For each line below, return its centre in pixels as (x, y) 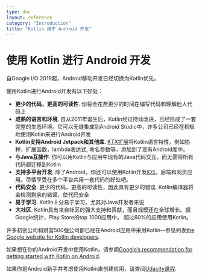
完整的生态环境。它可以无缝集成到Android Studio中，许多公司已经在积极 (105, 127)
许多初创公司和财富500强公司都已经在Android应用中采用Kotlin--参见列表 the (100, 230)
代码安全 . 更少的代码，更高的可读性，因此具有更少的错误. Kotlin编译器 (102, 187)
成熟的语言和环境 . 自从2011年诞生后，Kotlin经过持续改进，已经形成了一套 (106, 119)
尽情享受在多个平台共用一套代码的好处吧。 (78, 179)
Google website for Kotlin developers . (53, 237)
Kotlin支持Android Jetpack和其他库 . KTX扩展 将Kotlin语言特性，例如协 (103, 142)
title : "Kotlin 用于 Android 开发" (49, 29)
